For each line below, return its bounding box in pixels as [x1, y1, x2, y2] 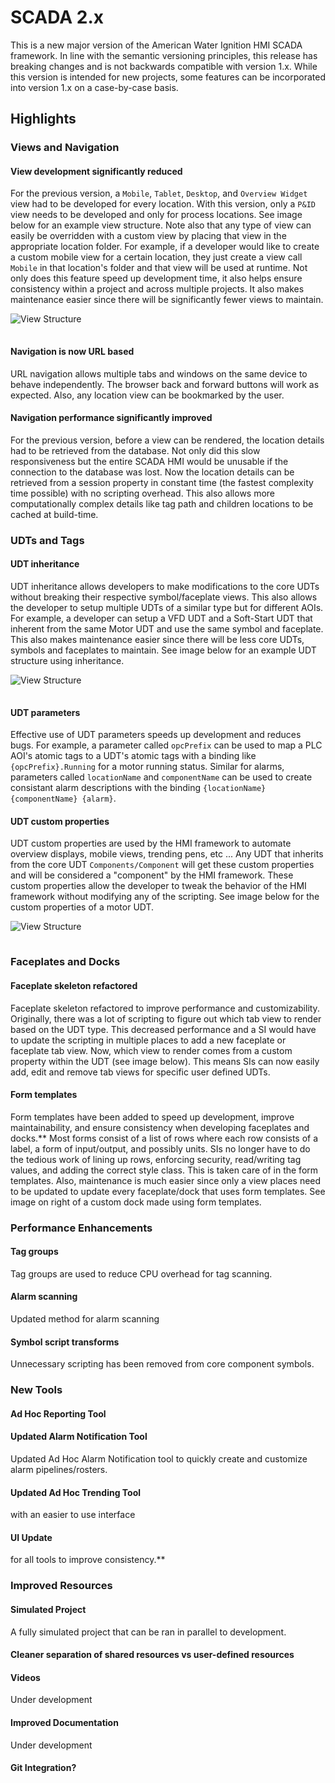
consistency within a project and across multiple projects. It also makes [10, 283, 305, 295]
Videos [10, 1671, 41, 1683]
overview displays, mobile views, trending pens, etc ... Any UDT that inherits [10, 848, 324, 860]
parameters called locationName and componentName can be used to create [10, 771, 313, 783]
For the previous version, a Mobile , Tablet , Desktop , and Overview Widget [10, 187, 308, 200]
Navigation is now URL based [10, 346, 135, 358]
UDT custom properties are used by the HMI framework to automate [10, 837, 292, 850]
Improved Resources [10, 1579, 113, 1593]
